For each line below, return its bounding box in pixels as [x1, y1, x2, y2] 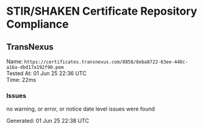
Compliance [6, 17, 69, 31]
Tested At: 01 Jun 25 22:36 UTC [6, 70, 87, 77]
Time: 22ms [6, 76, 37, 83]
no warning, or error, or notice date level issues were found [6, 105, 155, 112]
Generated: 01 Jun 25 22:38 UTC [6, 117, 90, 125]
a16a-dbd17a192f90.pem [6, 64, 64, 70]
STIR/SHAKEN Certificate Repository [6, 4, 198, 18]
